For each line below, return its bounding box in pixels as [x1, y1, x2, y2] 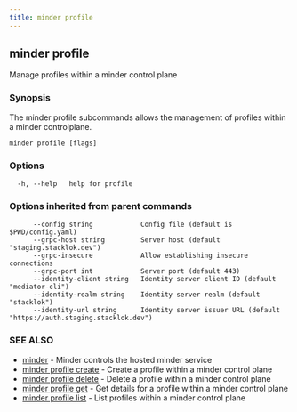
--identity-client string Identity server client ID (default [32, 275, 277, 284]
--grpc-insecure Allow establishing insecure [32, 251, 249, 261]
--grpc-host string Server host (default [32, 236, 221, 245]
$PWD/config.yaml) [9, 228, 77, 237]
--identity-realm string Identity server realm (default [32, 290, 261, 299]
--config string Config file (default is [32, 220, 233, 230]
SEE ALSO [9, 335, 54, 347]
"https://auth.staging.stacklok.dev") [9, 313, 153, 323]
